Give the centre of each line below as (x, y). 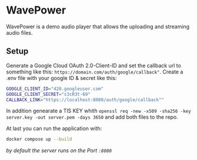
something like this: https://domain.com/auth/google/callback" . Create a (95, 72)
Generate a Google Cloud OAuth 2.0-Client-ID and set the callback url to (94, 65)
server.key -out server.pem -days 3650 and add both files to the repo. (92, 117)
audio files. (19, 32)
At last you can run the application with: (54, 129)
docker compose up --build (39, 139)
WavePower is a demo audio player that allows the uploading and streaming (98, 26)
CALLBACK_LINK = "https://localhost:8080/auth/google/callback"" (85, 100)
